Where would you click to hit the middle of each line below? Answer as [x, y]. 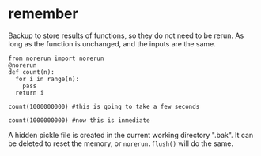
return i [30, 93]
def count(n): [32, 72]
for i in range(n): [47, 79]
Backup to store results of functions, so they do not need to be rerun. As [126, 35]
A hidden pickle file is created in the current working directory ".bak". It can [131, 135]
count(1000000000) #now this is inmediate [79, 120]
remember [43, 14]
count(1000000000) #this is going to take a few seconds [104, 106]
